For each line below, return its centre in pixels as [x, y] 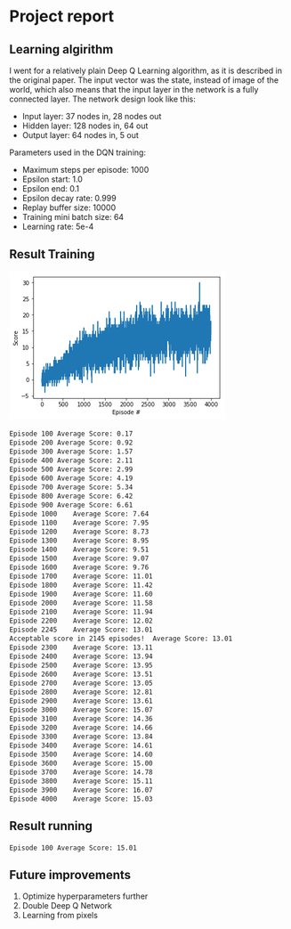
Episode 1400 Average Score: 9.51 [79, 550]
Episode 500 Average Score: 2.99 [71, 469]
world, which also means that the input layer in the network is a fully [134, 90]
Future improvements [70, 875]
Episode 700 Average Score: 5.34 [71, 487]
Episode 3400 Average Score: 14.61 [81, 746]
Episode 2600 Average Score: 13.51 [81, 674]
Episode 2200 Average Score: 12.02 [81, 621]
